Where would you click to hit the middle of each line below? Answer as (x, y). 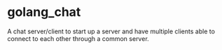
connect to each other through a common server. (78, 38)
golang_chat (44, 12)
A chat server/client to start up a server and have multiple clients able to (111, 31)
